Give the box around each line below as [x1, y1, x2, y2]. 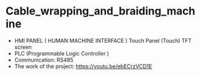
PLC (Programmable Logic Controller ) [14, 49, 110, 57]
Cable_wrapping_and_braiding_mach [5, 4, 196, 18]
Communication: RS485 [14, 56, 73, 63]
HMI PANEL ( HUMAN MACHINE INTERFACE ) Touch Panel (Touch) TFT [14, 37, 192, 44]
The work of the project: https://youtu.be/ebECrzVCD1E [14, 62, 152, 70]
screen [14, 43, 32, 51]
